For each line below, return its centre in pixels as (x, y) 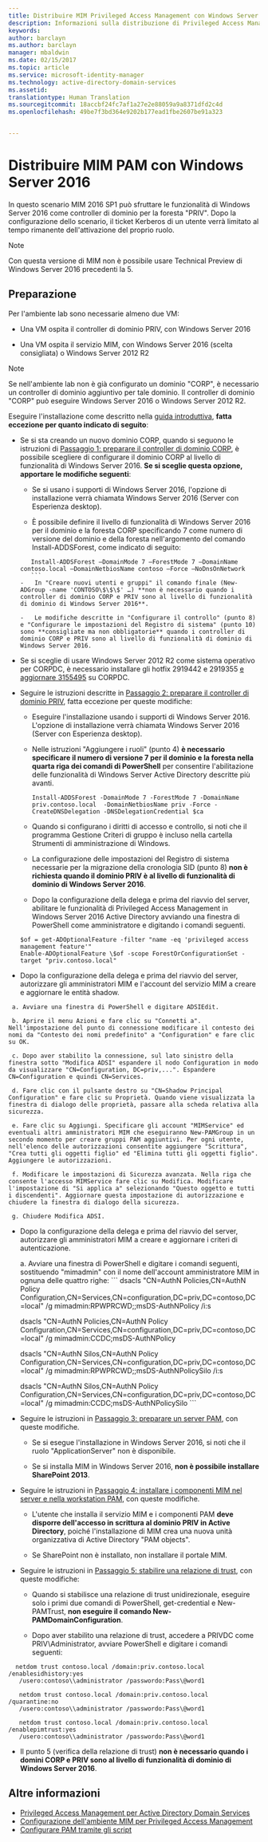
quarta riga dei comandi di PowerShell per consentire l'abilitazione (142, 766)
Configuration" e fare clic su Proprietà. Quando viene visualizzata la (132, 1097)
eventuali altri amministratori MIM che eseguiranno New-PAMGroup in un (132, 1132)
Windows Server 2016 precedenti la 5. (71, 269)
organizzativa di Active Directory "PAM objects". (111, 1539)
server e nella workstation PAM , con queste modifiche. (110, 1498)
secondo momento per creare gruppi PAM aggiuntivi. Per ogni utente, (126, 1139)
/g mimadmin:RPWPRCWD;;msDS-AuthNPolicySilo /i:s (134, 1370)
